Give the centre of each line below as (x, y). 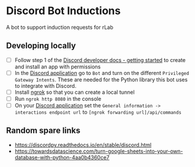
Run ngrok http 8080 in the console (58, 99)
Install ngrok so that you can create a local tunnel (74, 92)
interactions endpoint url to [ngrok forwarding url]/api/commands (98, 112)
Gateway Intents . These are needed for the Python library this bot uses (101, 79)
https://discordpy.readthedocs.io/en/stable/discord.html (83, 145)
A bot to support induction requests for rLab (60, 27)
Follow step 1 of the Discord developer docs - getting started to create (100, 60)
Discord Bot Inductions (64, 11)
